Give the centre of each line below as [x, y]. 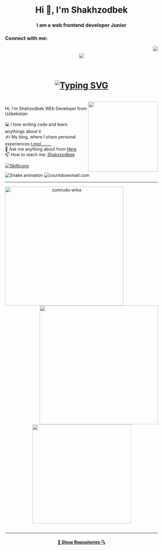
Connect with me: [26, 39]
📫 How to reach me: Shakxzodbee [40, 155]
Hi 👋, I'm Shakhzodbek [81, 10]
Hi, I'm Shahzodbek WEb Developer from [46, 109]
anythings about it [23, 132]
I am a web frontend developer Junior [81, 25]
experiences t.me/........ [28, 144]
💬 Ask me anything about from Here [41, 149]
